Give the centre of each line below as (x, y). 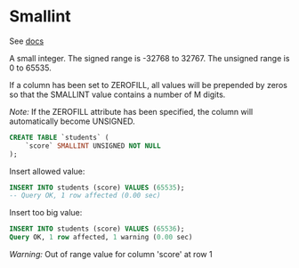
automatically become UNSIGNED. (72, 121)
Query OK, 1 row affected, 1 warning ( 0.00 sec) (101, 238)
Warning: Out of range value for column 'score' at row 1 (111, 255)
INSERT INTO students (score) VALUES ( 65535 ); (97, 187)
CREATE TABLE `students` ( (59, 137)
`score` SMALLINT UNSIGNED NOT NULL (93, 146)
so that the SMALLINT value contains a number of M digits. (117, 94)
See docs (27, 41)
